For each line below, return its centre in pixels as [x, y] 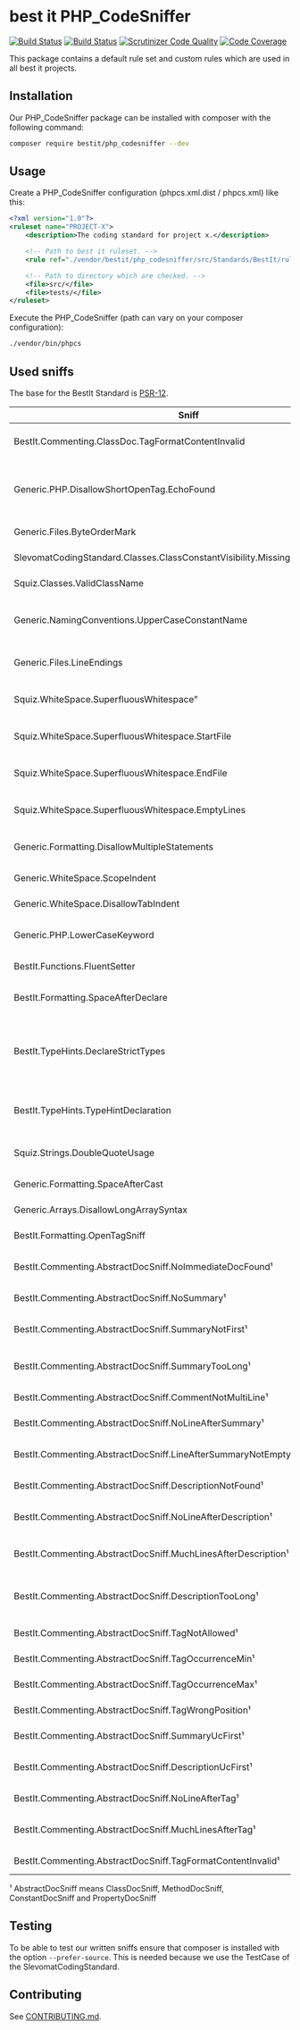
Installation [41, 96]
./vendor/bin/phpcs [46, 344]
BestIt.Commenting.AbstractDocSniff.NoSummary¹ [120, 1298]
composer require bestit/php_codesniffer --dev [100, 143]
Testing [31, 1926]
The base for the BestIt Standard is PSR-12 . [89, 393]
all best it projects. [43, 68]
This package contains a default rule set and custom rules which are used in [150, 58]
